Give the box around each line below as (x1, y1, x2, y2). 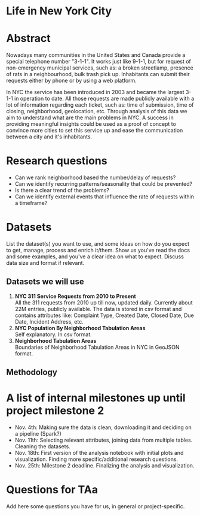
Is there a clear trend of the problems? (14, 187, 109, 194)
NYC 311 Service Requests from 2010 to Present (14, 292, 136, 300)
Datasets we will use (6, 277, 85, 287)
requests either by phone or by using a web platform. (6, 77, 137, 85)
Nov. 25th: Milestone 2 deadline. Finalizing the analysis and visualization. (14, 462, 195, 469)
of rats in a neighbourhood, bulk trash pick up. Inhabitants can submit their (6, 71, 190, 78)
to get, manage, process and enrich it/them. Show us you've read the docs (6, 247, 190, 254)
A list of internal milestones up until (6, 391, 186, 405)
